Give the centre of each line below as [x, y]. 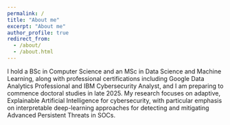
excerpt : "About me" [37, 26]
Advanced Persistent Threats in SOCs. [61, 115]
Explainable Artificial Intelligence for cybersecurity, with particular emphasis [115, 100]
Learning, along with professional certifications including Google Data [106, 78]
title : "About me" [33, 20]
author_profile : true [38, 33]
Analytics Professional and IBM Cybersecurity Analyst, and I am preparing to [115, 86]
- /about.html [33, 52]
